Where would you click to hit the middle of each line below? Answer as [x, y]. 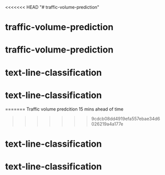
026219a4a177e [108, 124]
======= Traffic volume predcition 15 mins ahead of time [64, 109]
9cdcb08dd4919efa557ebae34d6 [126, 118]
